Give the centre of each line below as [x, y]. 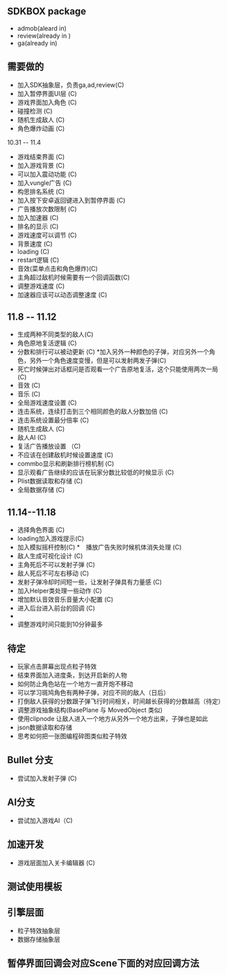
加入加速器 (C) [38, 217]
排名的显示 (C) [38, 226]
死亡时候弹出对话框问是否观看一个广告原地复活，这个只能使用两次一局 [118, 369]
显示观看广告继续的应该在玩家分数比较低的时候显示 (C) [96, 472]
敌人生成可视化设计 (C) [50, 556]
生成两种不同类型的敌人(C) [55, 334]
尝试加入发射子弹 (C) [47, 778]
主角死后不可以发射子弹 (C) [56, 565]
